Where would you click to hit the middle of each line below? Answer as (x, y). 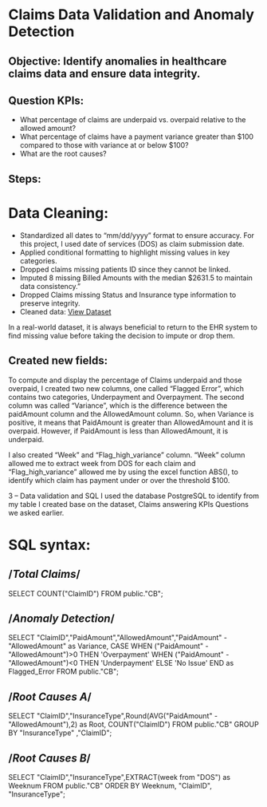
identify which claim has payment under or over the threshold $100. (119, 480)
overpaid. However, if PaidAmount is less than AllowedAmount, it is (118, 431)
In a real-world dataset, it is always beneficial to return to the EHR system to (133, 327)
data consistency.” (50, 286)
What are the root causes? (63, 154)
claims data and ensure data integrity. (104, 73)
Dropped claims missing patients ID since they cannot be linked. (125, 269)
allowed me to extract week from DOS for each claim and (102, 463)
